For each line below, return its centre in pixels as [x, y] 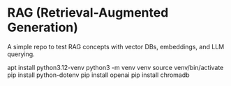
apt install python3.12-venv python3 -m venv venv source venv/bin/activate [115, 67]
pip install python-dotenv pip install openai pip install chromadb [98, 75]
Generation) [43, 27]
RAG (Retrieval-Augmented [88, 13]
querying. [21, 54]
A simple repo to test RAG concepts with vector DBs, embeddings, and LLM [116, 46]
